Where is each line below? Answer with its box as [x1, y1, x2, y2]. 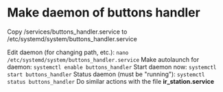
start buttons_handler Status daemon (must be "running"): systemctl [7, 70, 205, 78]
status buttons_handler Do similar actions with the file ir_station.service [7, 77, 215, 85]
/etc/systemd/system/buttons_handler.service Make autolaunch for [7, 55, 200, 63]
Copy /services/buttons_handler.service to [7, 27, 128, 36]
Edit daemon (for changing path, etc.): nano [7, 48, 129, 56]
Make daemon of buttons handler [7, 5, 200, 21]
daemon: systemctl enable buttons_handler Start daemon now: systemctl [7, 62, 217, 71]
